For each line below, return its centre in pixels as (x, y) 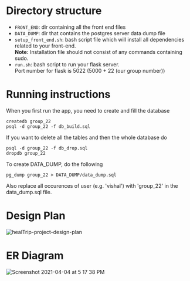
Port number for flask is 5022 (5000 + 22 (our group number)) (90, 70)
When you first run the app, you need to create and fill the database (88, 110)
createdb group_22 (28, 121)
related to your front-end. (45, 46)
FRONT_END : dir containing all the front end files (70, 27)
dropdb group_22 (26, 153)
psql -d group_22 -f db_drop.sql (47, 148)
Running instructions (58, 94)
